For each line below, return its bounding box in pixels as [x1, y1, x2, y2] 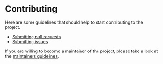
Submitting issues [12, 38, 48, 44]
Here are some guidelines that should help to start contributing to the [5, 19, 143, 25]
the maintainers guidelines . [5, 53, 59, 59]
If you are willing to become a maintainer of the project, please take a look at [5, 48, 158, 54]
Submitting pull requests [12, 34, 61, 39]
